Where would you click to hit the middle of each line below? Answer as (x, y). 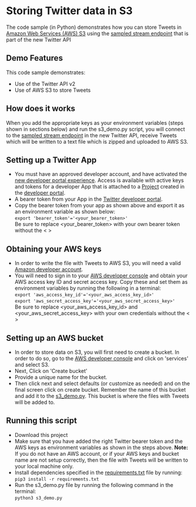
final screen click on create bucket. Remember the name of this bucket (100, 390)
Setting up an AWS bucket (55, 338)
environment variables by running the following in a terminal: (88, 288)
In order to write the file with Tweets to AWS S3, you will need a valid (98, 263)
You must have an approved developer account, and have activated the (101, 174)
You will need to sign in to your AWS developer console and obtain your (101, 276)
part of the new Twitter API (39, 39)
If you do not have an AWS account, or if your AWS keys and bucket (97, 453)
